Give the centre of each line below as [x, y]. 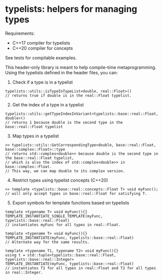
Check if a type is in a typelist [43, 82]
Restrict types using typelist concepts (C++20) [60, 180]
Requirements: [20, 33]
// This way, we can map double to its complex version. [65, 171]
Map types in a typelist [36, 136]
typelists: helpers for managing [71, 9]
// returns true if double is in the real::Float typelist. [69, 95]
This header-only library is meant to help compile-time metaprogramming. [81, 67]
